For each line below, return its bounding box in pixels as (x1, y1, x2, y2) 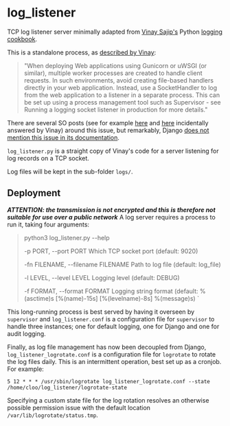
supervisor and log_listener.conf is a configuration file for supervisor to (7, 315, 215, 323)
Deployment (7, 187, 61, 199)
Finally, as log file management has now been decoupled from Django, (7, 343, 207, 351)
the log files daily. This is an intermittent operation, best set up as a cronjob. (7, 357, 222, 365)
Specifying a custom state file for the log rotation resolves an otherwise (7, 396, 209, 404)
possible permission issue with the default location (7, 403, 151, 412)
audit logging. (7, 329, 46, 338)
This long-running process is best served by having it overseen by (7, 308, 195, 316)
